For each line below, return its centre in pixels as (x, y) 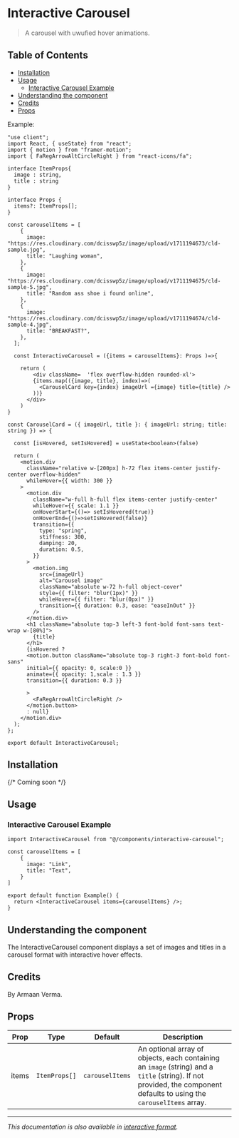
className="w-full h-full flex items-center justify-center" (126, 499)
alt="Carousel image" (71, 580)
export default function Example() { (63, 896)
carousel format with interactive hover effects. (75, 955)
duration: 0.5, (61, 549)
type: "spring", (63, 530)
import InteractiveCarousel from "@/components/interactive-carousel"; (116, 840)
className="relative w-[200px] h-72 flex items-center (109, 468)
